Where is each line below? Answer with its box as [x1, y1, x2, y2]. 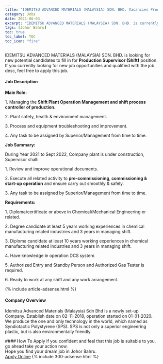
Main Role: [5, 90, 27, 95]
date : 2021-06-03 [5, 16, 40, 21]
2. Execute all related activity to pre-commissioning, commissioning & [5, 175, 147, 181]
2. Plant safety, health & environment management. [5, 113, 108, 119]
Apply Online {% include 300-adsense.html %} [5, 354, 99, 360]
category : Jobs [5, 12, 36, 17]
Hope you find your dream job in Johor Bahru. [5, 348, 97, 354]
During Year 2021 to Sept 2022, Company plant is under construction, [5, 151, 145, 157]
